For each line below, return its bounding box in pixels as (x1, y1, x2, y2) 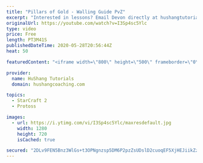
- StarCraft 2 (11, 98, 47, 104)
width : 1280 (17, 125, 47, 132)
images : (6, 114, 26, 120)
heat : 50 (6, 48, 28, 54)
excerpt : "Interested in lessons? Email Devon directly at (6, 14, 158, 21)
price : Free (6, 31, 36, 37)
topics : (6, 92, 26, 98)
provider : (6, 70, 31, 76)
